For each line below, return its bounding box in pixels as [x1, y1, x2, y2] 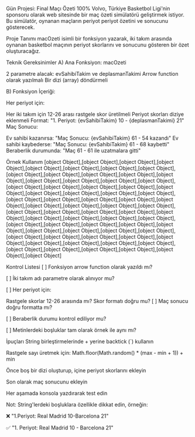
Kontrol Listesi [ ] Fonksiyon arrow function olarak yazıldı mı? [6, 264, 153, 270]
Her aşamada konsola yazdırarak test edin [6, 390, 108, 396]
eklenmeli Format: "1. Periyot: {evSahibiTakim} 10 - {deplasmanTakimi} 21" [6, 117, 184, 124]
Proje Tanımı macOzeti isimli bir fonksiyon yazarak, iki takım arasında [6, 35, 172, 42]
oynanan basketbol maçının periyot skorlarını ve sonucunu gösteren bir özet [6, 41, 189, 48]
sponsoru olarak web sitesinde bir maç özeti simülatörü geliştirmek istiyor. [6, 11, 184, 18]
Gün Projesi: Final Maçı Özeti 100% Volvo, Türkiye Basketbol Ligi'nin [6, 5, 170, 12]
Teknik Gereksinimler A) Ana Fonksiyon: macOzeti [6, 59, 127, 66]
